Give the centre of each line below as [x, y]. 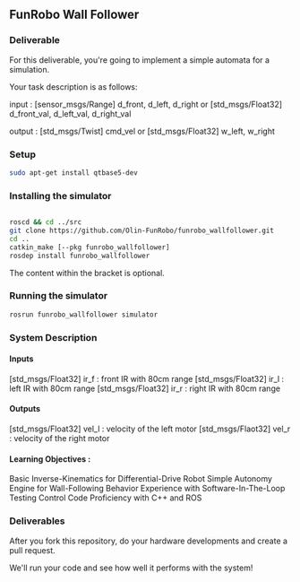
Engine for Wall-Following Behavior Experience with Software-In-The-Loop [147, 489]
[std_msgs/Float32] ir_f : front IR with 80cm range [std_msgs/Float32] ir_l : [147, 378]
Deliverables [37, 521]
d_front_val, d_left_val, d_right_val [70, 113]
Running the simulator [59, 296]
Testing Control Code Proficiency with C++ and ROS [106, 498]
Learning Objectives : [50, 459]
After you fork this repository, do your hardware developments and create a [149, 541]
